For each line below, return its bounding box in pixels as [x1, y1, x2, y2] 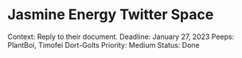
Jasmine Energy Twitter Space [7, 6, 214, 24]
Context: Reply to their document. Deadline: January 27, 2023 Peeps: [7, 32, 235, 41]
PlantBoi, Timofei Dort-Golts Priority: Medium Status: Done [7, 40, 200, 49]
